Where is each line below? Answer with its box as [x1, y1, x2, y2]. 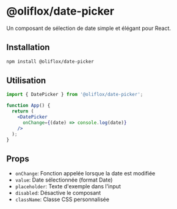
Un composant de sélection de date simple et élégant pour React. [6, 24, 172, 32]
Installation [6, 42, 50, 53]
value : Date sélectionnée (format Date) [15, 176, 113, 184]
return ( [12, 108, 34, 114]
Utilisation [6, 75, 46, 86]
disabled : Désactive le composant [15, 189, 101, 197]
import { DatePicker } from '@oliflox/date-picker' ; [6, 92, 143, 98]
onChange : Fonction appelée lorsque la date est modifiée [15, 170, 156, 177]
